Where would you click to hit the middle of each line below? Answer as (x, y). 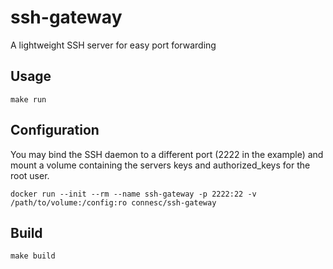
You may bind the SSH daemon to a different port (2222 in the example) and (167, 154)
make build (33, 256)
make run (28, 99)
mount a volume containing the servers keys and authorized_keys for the (160, 165)
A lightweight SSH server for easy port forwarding (113, 45)
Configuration (55, 130)
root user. (30, 175)
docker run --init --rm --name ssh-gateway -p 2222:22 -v (133, 194)
